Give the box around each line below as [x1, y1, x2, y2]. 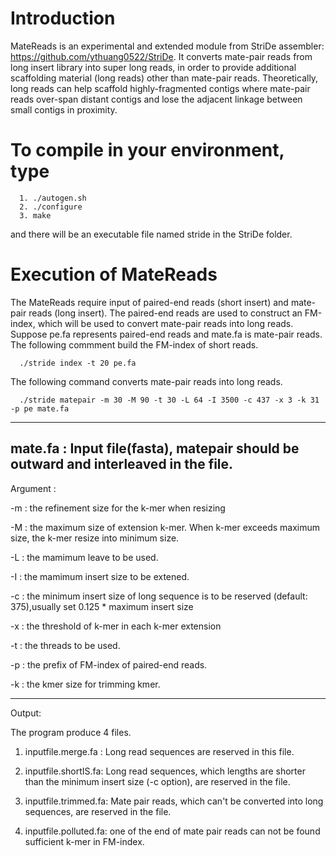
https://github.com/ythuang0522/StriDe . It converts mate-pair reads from [10, 50, 313, 62]
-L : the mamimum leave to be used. [10, 551, 159, 563]
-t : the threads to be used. [10, 639, 121, 651]
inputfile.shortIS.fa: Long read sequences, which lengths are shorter [24, 765, 306, 777]
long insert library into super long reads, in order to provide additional [10, 61, 297, 73]
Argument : [10, 482, 57, 494]
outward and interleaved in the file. [10, 456, 234, 473]
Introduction [10, 7, 116, 30]
